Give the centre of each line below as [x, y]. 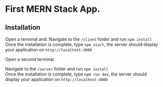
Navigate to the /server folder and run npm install [57, 69]
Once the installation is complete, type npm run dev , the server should [76, 74]
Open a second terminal [30, 59]
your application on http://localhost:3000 [49, 50]
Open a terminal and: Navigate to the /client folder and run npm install [79, 39]
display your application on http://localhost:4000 [56, 79]
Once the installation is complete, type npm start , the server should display [81, 44]
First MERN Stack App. [53, 9]
